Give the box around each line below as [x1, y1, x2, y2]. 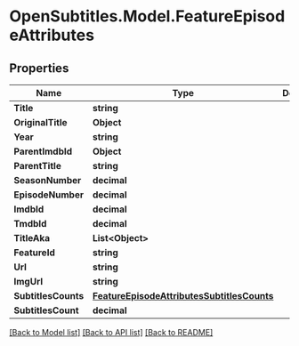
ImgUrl [13, 276, 44, 287]
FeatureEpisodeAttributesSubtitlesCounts [92, 290, 274, 302]
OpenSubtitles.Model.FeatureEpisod [9, 6, 286, 27]
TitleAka [13, 232, 51, 244]
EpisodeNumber [13, 189, 85, 201]
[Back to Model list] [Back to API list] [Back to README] [9, 327, 214, 337]
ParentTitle [13, 160, 62, 172]
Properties [9, 60, 69, 76]
